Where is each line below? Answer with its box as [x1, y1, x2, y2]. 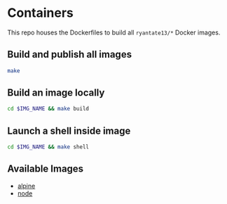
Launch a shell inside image [7, 125, 131, 136]
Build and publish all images [7, 49, 132, 60]
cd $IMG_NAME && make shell [7, 144, 90, 151]
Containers [7, 5, 74, 21]
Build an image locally [7, 87, 105, 99]
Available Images [7, 163, 84, 175]
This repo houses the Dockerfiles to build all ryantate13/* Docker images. [7, 28, 221, 37]
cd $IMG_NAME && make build [7, 106, 90, 113]
